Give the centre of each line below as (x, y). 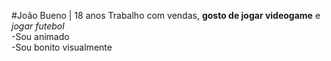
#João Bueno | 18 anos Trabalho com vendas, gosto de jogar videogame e (166, 15)
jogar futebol (38, 26)
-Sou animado (40, 36)
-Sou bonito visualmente (62, 47)
